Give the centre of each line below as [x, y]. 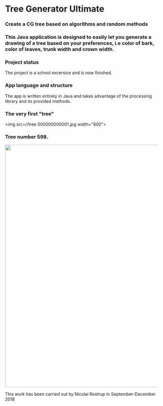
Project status [22, 62]
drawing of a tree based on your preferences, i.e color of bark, [80, 43]
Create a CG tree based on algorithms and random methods [76, 24]
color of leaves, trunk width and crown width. [60, 49]
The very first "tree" [30, 114]
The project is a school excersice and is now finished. [59, 73]
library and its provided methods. [38, 101]
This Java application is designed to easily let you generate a [78, 37]
